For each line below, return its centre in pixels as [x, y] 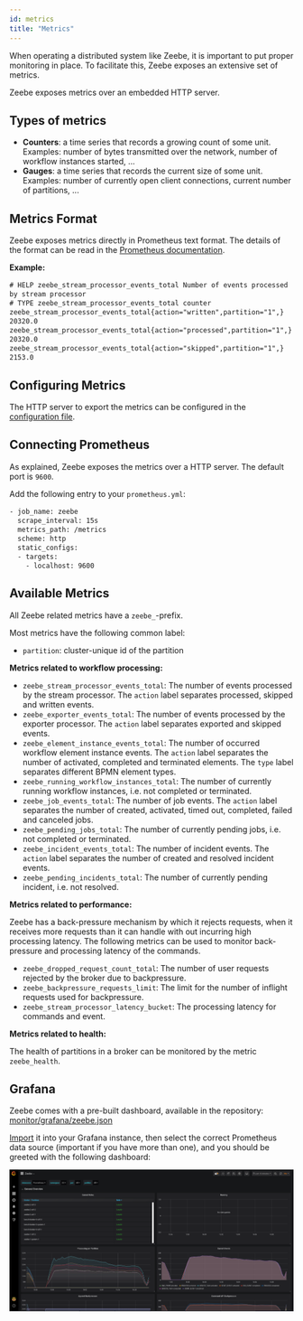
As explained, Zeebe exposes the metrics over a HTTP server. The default [147, 466]
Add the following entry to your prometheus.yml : [98, 493]
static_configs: [48, 548]
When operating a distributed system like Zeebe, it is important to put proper [151, 55]
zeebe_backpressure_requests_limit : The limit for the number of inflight [155, 987]
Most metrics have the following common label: [97, 632]
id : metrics [32, 19]
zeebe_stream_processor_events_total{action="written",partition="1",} [147, 313]
